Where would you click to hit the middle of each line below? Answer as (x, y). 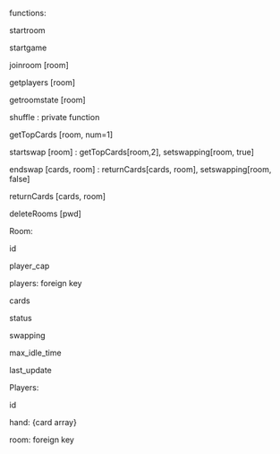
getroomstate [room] (48, 100)
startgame (28, 48)
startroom (28, 30)
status (21, 318)
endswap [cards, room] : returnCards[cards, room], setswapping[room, (140, 169)
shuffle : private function (55, 117)
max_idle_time (35, 353)
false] (20, 179)
